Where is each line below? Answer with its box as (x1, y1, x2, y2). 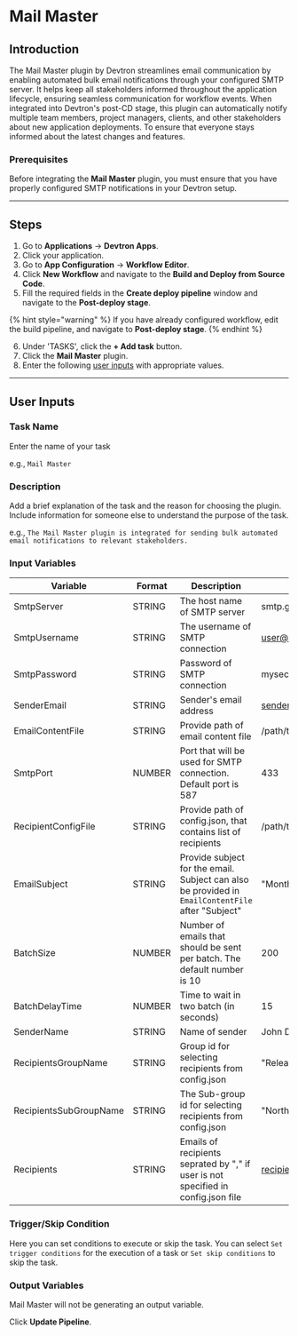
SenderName (13, 1026, 69, 1038)
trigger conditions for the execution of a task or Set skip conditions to (9, 1247, 276, 1258)
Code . (21, 278, 45, 290)
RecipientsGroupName (13, 1057, 108, 1070)
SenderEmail (13, 699, 67, 712)
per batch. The (179, 952, 241, 965)
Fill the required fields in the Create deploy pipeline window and (21, 288, 259, 298)
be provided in (179, 885, 240, 897)
